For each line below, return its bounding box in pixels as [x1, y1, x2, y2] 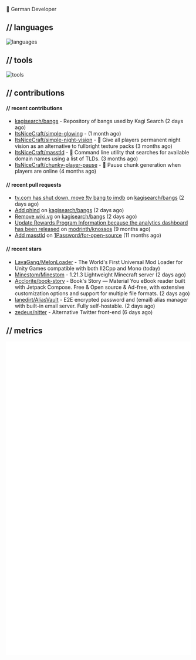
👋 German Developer [6, 6, 57, 12]
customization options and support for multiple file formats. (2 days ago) [14, 289, 190, 297]
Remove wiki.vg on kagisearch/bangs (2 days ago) [14, 213, 137, 220]
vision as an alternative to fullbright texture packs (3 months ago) [14, 143, 173, 150]
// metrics [6, 326, 43, 336]
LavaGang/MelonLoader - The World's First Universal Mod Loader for [14, 258, 183, 265]
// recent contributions [6, 104, 63, 111]
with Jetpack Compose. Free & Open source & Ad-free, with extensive [14, 283, 185, 291]
